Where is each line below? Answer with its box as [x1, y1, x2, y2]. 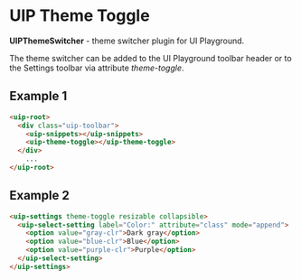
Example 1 [9, 89, 68, 104]
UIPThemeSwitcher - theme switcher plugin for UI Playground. [9, 35, 245, 46]
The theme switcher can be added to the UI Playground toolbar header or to [9, 52, 292, 63]
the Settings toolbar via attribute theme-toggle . [9, 62, 184, 73]
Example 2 [9, 188, 70, 203]
